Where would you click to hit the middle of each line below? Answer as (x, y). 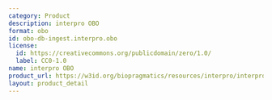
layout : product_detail (49, 83)
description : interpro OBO (54, 23)
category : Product (39, 16)
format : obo (28, 31)
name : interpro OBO (41, 69)
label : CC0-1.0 (41, 61)
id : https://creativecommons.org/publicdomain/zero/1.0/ (114, 53)
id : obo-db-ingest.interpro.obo (63, 38)
